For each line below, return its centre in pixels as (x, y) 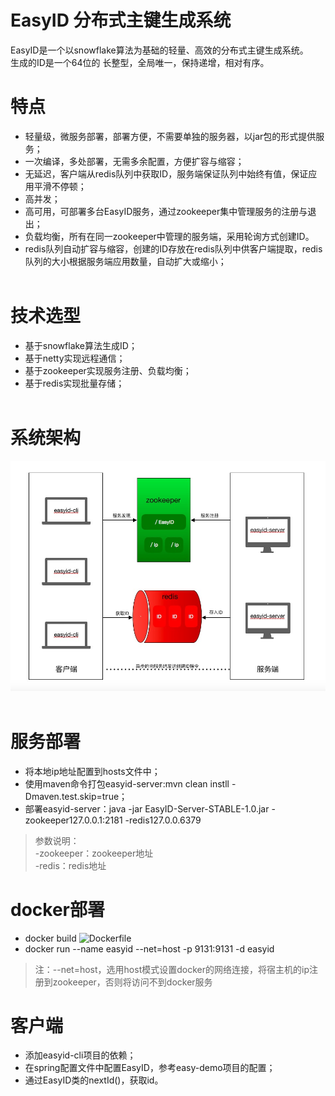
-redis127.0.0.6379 (163, 820)
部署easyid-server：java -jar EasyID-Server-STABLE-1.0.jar (147, 808)
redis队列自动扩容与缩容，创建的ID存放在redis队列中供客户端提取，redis (173, 248)
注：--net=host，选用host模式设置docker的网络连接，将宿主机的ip (172, 969)
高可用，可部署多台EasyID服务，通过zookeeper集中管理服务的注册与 (166, 211)
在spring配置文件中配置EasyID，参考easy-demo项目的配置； (150, 1068)
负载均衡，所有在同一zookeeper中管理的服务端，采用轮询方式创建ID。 (169, 236)
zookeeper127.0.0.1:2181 (73, 820)
